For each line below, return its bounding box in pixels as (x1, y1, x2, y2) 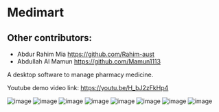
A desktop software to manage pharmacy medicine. (7, 70, 154, 79)
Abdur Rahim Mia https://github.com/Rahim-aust (16, 50, 154, 58)
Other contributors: (7, 32, 93, 44)
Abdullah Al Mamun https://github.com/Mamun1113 (16, 57, 161, 66)
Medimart (7, 5, 65, 20)
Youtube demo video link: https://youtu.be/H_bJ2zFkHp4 (7, 84, 169, 92)
